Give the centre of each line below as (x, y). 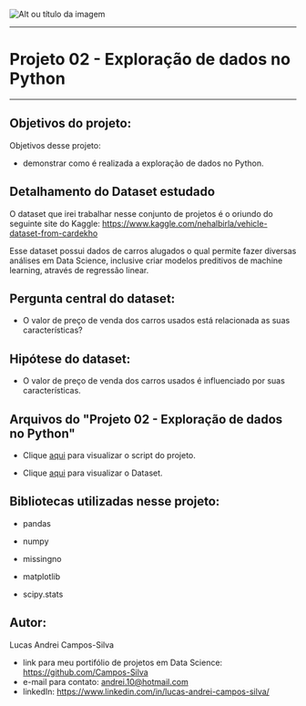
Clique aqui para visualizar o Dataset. (92, 473)
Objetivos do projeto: (71, 123)
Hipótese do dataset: (70, 358)
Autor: (28, 623)
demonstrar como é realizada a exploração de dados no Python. (143, 163)
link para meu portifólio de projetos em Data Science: (122, 662)
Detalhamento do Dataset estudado (112, 192)
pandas (37, 523)
